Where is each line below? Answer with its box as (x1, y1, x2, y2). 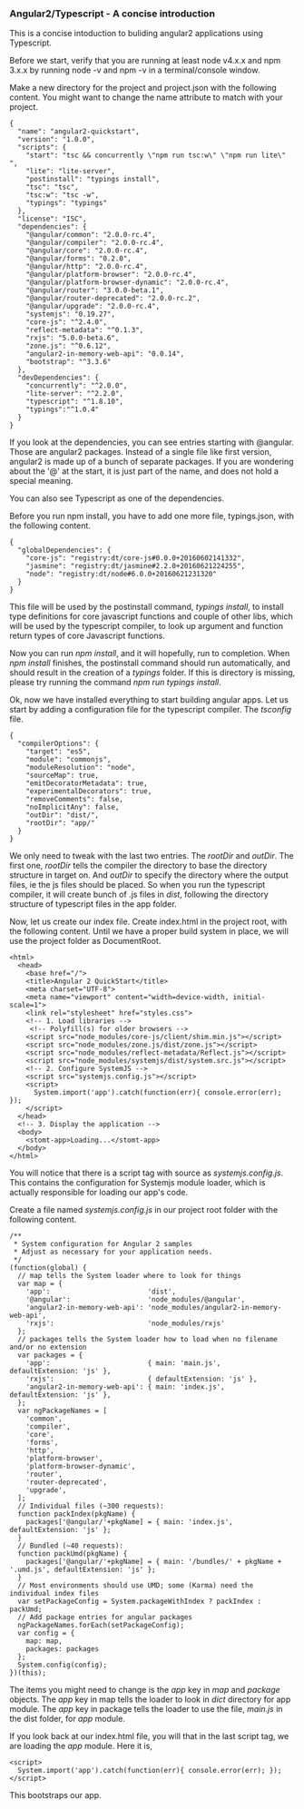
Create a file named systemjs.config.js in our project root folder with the (9, 1204, 279, 1215)
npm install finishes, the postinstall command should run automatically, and (9, 657, 290, 669)
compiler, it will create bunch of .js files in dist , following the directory (9, 889, 270, 900)
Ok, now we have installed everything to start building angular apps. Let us (9, 694, 289, 705)
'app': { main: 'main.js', (25, 1359, 221, 1368)
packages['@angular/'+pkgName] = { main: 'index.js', (25, 1518, 233, 1527)
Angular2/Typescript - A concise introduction (9, 7, 216, 20)
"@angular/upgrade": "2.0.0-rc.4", (25, 302, 161, 311)
